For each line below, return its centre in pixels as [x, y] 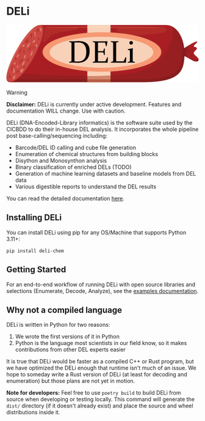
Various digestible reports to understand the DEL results [86, 187]
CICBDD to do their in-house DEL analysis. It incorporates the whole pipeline [103, 129]
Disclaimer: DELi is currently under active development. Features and [94, 105]
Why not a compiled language [64, 310]
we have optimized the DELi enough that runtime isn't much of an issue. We [101, 368]
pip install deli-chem [35, 251]
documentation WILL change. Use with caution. [66, 111]
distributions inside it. [33, 412]
